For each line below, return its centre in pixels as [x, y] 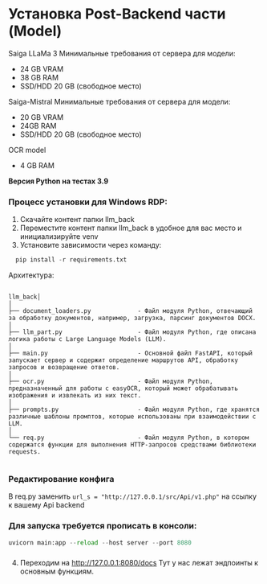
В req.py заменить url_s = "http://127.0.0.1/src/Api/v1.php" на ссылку [133, 496]
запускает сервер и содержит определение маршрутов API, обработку [123, 360]
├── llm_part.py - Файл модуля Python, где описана [132, 332]
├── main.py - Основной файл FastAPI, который [130, 354]
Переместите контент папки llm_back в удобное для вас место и [131, 228]
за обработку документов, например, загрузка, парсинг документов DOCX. [132, 319]
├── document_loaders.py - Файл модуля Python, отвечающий [130, 311]
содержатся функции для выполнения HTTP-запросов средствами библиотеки [132, 445]
